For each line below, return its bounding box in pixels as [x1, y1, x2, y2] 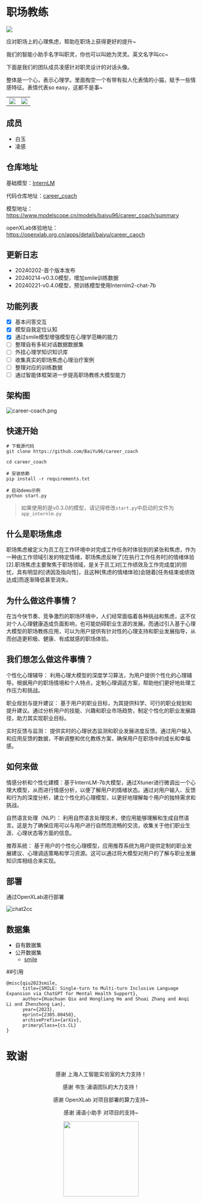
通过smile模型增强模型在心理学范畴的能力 [14, 334, 118, 341]
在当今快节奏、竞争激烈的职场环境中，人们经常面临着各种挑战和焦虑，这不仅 [6, 612, 196, 620]
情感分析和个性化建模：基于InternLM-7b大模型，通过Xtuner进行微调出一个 [6, 779, 191, 786]
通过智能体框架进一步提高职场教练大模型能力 [14, 371, 126, 378]
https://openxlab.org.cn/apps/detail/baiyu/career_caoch [6, 231, 145, 238]
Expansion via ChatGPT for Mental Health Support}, [6, 991, 138, 997]
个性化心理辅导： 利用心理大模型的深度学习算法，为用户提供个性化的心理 [6, 671, 187, 679]
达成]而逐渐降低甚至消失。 [6, 576, 72, 583]
